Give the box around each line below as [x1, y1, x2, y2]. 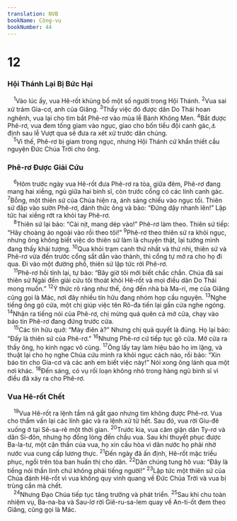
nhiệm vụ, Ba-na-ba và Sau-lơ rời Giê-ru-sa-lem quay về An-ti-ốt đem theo [7, 498, 226, 506]
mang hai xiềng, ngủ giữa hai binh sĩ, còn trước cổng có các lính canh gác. [7, 187, 224, 196]
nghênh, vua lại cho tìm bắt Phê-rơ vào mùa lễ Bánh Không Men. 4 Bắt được [7, 112, 226, 122]
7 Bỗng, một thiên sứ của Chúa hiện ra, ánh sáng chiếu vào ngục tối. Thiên [7, 195, 223, 205]
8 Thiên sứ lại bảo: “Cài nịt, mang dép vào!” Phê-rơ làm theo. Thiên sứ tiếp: [13, 218, 230, 228]
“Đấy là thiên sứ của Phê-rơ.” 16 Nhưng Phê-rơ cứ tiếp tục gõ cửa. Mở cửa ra [7, 333, 228, 343]
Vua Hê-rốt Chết [7, 392, 65, 402]
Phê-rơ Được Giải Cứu [7, 163, 83, 172]
